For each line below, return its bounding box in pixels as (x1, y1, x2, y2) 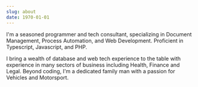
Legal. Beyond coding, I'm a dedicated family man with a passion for (6, 67, 175, 74)
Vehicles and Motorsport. (6, 74, 69, 81)
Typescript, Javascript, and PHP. (6, 43, 88, 51)
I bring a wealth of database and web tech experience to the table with (6, 55, 181, 62)
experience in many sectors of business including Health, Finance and (6, 61, 180, 69)
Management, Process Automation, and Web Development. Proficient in (6, 37, 184, 44)
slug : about (6, 8, 36, 15)
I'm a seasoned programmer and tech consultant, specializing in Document (6, 30, 192, 38)
